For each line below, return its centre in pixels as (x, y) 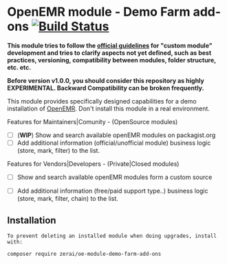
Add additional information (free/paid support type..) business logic (112, 191)
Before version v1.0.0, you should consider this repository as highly (106, 80)
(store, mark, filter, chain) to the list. (68, 199)
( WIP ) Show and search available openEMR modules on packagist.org (116, 135)
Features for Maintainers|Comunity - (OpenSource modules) (93, 121)
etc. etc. (19, 67)
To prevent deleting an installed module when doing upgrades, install (112, 236)
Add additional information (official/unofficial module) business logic (114, 143)
